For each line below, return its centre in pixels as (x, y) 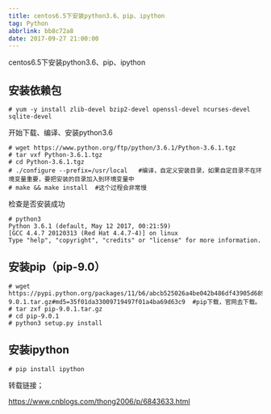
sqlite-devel (30, 117)
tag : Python (28, 23)
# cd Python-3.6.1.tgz (46, 163)
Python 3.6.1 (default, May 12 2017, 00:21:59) (90, 226)
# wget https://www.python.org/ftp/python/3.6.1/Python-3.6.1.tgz (122, 148)
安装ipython (39, 350)
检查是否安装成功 (37, 204)
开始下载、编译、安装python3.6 (60, 133)
